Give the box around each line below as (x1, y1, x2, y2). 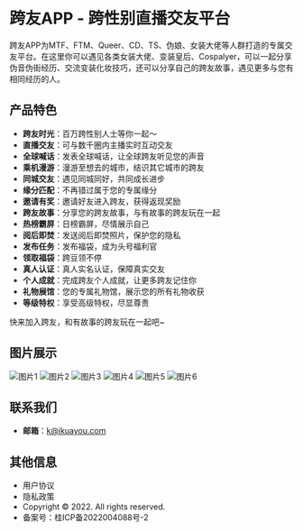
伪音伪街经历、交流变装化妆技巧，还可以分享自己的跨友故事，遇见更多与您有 (9, 62, 294, 73)
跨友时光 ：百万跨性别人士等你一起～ (22, 128, 158, 139)
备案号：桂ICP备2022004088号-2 (22, 512, 149, 523)
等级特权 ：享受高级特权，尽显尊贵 (22, 297, 150, 307)
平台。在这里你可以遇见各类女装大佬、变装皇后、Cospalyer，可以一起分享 (16, 50, 293, 61)
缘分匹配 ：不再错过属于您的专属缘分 (22, 184, 158, 195)
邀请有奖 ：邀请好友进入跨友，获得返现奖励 (22, 196, 181, 206)
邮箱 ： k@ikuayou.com (22, 426, 106, 436)
